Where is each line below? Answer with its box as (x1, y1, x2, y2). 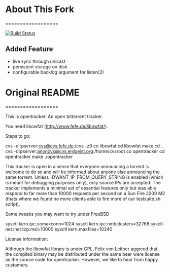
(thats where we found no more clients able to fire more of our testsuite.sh (5, 196, 161, 202)
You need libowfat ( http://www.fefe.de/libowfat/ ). (5, 123, 108, 129)
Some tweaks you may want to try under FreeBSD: (5, 211, 111, 217)
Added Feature (5, 45, 53, 54)
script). (5, 201, 20, 207)
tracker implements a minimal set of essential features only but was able (5, 185, 156, 191)
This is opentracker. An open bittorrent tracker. (5, 113, 103, 120)
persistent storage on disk (12, 63, 67, 69)
